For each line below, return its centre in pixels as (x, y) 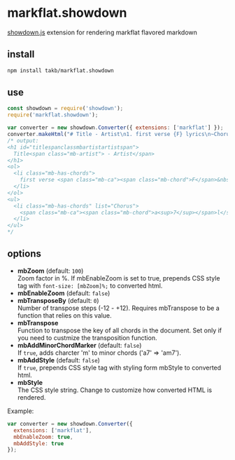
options (24, 254)
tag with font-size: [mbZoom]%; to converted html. (90, 285)
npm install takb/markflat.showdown (60, 70)
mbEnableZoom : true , (43, 437)
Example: (21, 411)
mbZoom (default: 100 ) (50, 271)
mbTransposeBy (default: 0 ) (58, 300)
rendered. (31, 397)
